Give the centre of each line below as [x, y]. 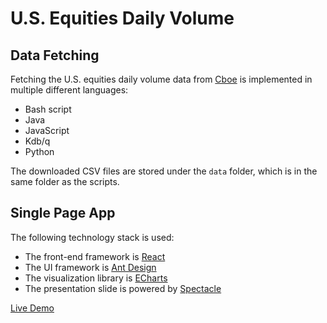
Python [39, 151]
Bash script [48, 109]
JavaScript [47, 130]
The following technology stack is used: [92, 237]
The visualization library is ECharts [96, 278]
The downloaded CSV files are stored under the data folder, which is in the [164, 171]
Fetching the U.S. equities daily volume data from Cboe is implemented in [161, 79]
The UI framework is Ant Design [90, 267]
